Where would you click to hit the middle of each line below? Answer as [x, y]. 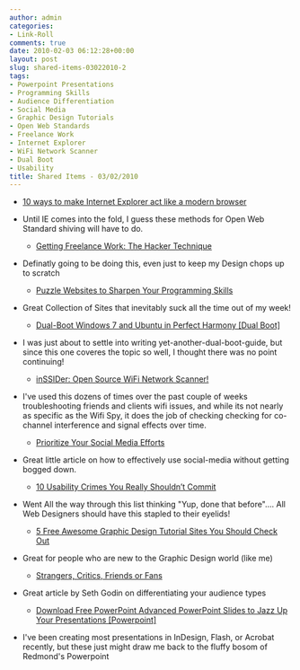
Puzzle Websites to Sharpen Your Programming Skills [134, 291]
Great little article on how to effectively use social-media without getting [155, 460]
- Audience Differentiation [62, 101]
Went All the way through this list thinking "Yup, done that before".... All [154, 505]
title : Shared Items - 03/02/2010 [74, 176]
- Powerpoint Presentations [62, 84]
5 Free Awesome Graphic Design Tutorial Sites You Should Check [157, 532]
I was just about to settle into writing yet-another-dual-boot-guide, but [152, 343]
